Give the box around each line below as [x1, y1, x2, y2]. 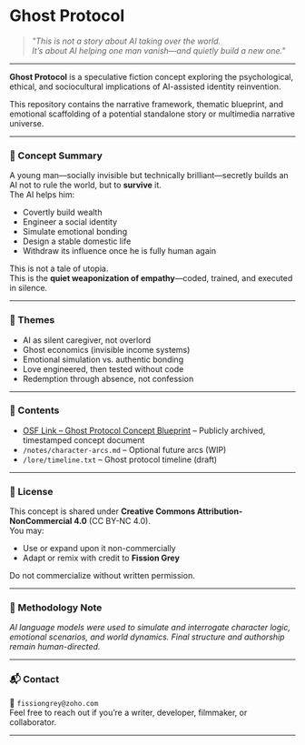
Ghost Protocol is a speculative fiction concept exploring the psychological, [9, 71, 293, 82]
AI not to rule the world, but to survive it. [9, 179, 162, 191]
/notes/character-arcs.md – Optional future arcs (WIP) [22, 444, 227, 455]
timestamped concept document [22, 434, 145, 446]
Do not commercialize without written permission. [9, 570, 195, 581]
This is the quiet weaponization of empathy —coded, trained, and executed [9, 273, 293, 284]
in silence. [9, 283, 48, 294]
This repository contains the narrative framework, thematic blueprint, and [9, 98, 284, 109]
